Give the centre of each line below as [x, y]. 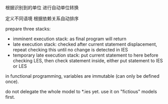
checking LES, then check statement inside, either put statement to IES [88, 60]
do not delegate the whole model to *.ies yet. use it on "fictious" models [81, 91]
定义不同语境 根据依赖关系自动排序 [42, 19]
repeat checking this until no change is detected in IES [70, 50]
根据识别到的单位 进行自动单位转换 [42, 7]
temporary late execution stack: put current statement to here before [85, 55]
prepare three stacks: [28, 29]
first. [10, 97]
